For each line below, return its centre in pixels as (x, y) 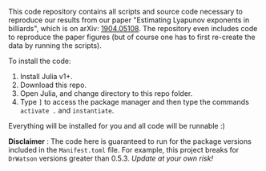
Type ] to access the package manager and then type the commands (135, 102)
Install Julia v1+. (46, 76)
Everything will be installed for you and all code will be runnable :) (117, 126)
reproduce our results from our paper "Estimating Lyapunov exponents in (129, 20)
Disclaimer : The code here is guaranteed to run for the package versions (130, 141)
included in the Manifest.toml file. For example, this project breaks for (124, 150)
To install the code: (40, 61)
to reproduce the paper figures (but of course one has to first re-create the (132, 37)
